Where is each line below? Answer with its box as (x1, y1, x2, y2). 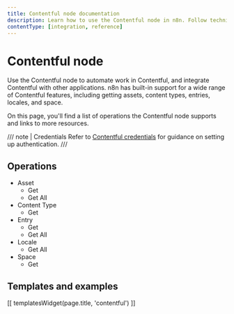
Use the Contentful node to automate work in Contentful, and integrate (7, 76, 210, 84)
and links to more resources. (7, 119, 89, 127)
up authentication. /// (7, 140, 68, 148)
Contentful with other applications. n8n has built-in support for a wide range (7, 84, 226, 92)
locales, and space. (7, 98, 63, 107)
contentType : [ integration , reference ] (7, 23, 123, 30)
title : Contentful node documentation (7, 10, 120, 17)
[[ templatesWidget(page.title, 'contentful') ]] (7, 299, 136, 307)
